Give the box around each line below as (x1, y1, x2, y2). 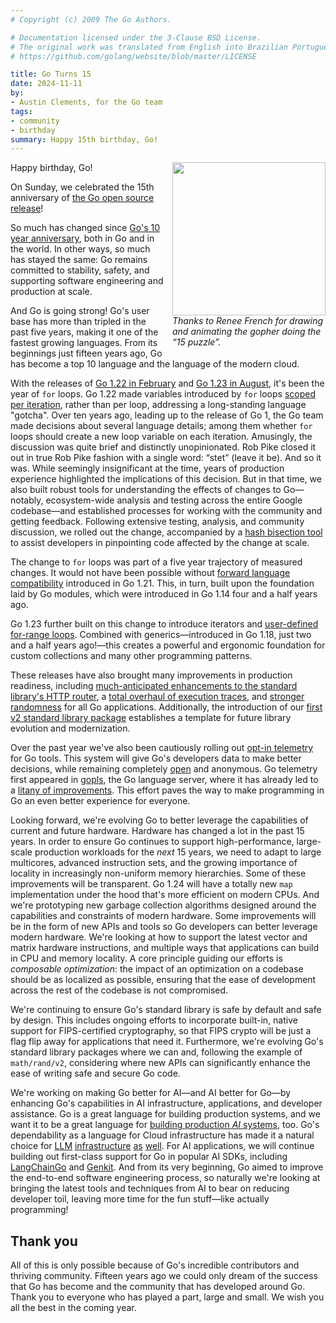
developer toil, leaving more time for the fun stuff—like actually (10, 1193, 270, 1205)
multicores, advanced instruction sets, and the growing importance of (10, 857, 298, 869)
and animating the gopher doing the (172, 326, 322, 338)
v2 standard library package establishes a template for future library (10, 712, 292, 724)
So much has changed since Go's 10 (10, 222, 161, 234)
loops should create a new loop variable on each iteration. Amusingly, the (10, 431, 313, 443)
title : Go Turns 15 (10, 69, 92, 80)
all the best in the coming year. (10, 1302, 137, 1314)
